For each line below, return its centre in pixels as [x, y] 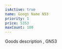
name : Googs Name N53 [27, 14]
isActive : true [20, 9]
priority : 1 [17, 18]
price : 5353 [17, 23]
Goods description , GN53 [31, 41]
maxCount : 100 [19, 28]
